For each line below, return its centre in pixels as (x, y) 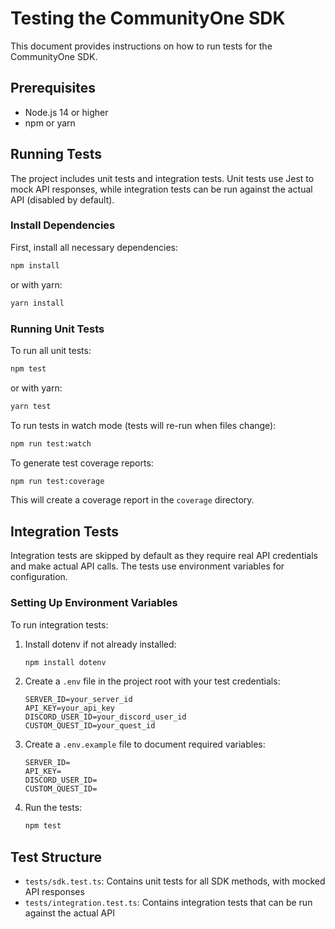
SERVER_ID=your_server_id (78, 700)
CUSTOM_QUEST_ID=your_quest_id (90, 726)
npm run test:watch (51, 443)
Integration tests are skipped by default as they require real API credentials (164, 556)
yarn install (37, 303)
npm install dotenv (65, 662)
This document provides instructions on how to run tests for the (141, 46)
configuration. (39, 577)
